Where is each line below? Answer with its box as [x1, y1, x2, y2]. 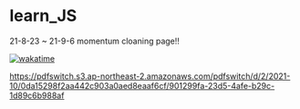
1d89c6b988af [9, 90, 65, 101]
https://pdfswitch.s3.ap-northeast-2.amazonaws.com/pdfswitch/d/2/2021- [9, 70, 291, 82]
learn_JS [9, 5, 78, 26]
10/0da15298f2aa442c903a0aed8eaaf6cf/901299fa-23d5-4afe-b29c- [9, 80, 275, 91]
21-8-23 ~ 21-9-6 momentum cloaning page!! [9, 35, 181, 46]
